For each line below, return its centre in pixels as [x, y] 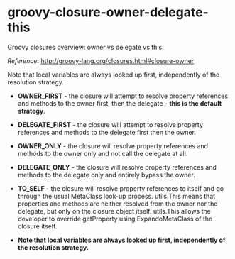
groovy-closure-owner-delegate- [108, 12]
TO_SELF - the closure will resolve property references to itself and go [121, 188]
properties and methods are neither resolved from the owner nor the [117, 204]
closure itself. [37, 226]
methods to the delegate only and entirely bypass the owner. [106, 175]
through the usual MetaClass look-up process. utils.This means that [116, 196]
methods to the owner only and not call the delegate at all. [103, 153]
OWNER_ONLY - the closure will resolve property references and [113, 145]
